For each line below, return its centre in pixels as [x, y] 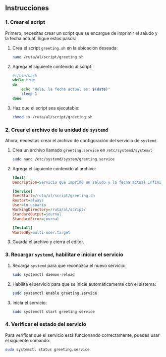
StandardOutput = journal [37, 214]
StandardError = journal [36, 219]
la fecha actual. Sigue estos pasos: [41, 38]
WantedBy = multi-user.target [41, 232]
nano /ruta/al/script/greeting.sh [48, 57]
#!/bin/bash [25, 76]
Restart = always [28, 201]
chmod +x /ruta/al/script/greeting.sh [52, 117]
